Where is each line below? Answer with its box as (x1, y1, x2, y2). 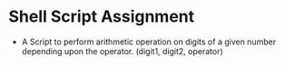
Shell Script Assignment (8, 6, 195, 27)
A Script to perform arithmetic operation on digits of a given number (21, 36, 277, 47)
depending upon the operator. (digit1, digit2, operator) (21, 45, 223, 56)
